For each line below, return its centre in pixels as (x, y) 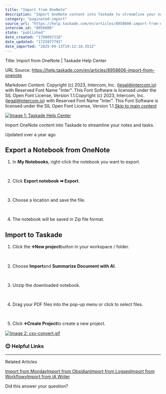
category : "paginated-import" (36, 19)
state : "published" (25, 33)
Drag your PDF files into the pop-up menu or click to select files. (78, 305)
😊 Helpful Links (25, 346)
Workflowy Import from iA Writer (38, 376)
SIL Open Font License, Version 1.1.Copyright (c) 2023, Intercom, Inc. (75, 95)
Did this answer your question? (37, 386)
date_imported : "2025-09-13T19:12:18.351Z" (51, 46)
